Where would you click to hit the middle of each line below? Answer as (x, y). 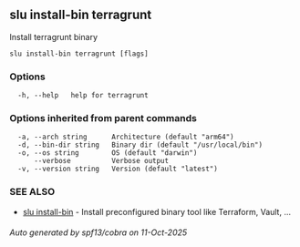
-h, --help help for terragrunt (83, 96)
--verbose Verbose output (101, 161)
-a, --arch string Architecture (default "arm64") (126, 137)
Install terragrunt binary (54, 36)
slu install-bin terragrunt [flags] (79, 54)
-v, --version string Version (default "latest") (118, 169)
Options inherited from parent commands (103, 118)
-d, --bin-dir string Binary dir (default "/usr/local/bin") (140, 145)
